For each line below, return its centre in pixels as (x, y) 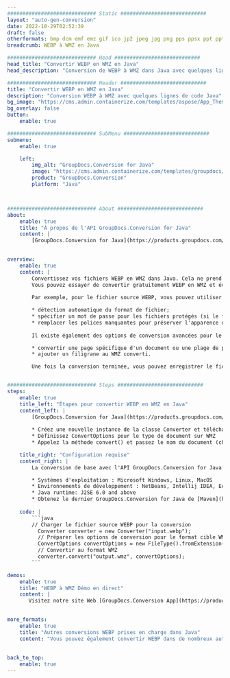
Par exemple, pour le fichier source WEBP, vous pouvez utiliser (127, 298)
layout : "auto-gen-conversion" (52, 20)
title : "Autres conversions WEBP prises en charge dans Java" (110, 632)
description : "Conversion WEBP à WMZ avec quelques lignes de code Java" (115, 96)
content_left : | (43, 410)
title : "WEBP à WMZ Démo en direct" (72, 588)
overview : (21, 259)
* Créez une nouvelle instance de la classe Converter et (116, 430)
